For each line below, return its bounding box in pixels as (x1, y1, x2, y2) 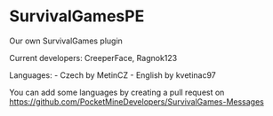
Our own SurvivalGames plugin (9, 35, 123, 46)
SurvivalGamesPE (9, 6, 145, 27)
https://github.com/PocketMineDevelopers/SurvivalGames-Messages (9, 96, 264, 107)
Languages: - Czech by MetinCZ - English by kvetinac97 (9, 69, 216, 81)
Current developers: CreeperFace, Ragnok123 (9, 52, 178, 63)
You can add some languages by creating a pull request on (9, 87, 225, 97)
